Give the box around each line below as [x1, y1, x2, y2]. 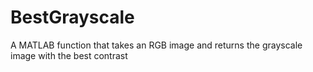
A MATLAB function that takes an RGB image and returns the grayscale [10, 39, 303, 51]
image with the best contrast [10, 49, 128, 61]
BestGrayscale [10, 6, 135, 29]
